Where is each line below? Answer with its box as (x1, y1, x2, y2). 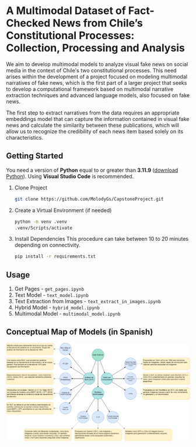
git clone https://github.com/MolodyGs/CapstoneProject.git (14, 196, 164, 202)
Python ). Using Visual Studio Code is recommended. (6, 172, 134, 179)
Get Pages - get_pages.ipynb (14, 285, 85, 293)
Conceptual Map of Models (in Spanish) (6, 327, 153, 337)
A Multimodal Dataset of (6, 4, 127, 18)
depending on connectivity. (14, 241, 80, 249)
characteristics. (6, 134, 44, 141)
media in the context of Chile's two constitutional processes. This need (6, 67, 177, 74)
